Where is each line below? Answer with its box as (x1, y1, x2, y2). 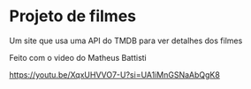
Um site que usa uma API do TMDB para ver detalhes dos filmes (9, 35, 243, 46)
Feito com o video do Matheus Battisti (9, 52, 148, 63)
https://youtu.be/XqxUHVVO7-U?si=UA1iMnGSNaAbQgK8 (9, 69, 221, 80)
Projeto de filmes (9, 6, 137, 26)
